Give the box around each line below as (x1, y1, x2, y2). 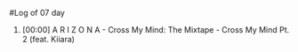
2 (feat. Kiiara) (21, 34, 76, 44)
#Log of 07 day (9, 8, 65, 18)
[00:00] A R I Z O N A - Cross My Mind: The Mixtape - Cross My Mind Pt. (21, 25, 290, 34)
